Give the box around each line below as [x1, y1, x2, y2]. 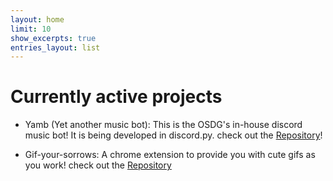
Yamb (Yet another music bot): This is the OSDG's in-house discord [24, 119, 303, 131]
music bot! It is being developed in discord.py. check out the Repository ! [24, 129, 323, 141]
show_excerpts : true [10, 33, 97, 43]
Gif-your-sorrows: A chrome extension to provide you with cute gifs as [24, 149, 316, 161]
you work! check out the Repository [24, 159, 172, 171]
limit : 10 [10, 24, 52, 34]
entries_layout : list [10, 42, 101, 53]
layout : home [10, 14, 65, 25]
